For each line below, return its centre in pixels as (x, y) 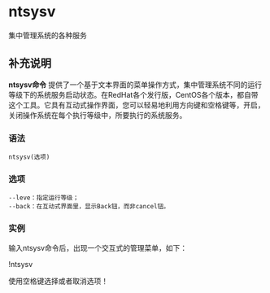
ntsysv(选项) (29, 157)
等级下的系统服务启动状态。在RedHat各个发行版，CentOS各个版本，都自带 (133, 94)
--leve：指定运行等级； (44, 198)
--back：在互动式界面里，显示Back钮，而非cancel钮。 (89, 207)
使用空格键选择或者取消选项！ (58, 281)
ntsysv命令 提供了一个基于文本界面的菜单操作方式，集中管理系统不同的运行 (135, 85)
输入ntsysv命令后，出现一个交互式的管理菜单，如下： (98, 247)
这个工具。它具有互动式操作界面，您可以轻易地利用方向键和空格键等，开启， (137, 105)
